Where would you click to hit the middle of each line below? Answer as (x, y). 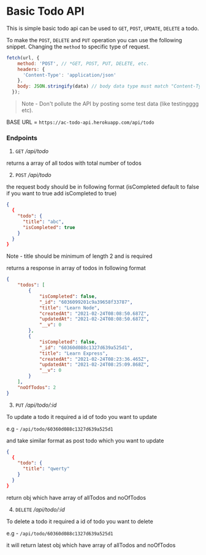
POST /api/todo (33, 175)
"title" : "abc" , (43, 222)
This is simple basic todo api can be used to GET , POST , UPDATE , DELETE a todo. (103, 28)
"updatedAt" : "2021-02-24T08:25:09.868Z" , (94, 365)
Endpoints (22, 138)
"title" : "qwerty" (46, 469)
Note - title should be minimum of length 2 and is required (79, 256)
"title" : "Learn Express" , (74, 353)
